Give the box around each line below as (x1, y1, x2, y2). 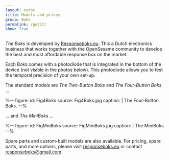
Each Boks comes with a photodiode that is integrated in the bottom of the (5, 61, 162, 67)
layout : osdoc (5, 7, 36, 13)
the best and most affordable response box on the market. (5, 52, 128, 58)
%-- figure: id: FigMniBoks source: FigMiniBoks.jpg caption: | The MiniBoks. (5, 123, 165, 129)
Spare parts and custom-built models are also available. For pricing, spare (5, 138, 161, 144)
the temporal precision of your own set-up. (5, 72, 95, 78)
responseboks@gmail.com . (5, 149, 63, 155)
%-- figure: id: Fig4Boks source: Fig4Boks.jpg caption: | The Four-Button (5, 98, 159, 104)
